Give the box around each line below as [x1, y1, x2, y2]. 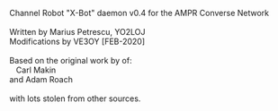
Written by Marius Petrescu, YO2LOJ [9, 27, 146, 37]
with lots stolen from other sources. [9, 93, 141, 104]
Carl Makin [15, 64, 57, 75]
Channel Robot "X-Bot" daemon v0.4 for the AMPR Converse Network [9, 8, 270, 18]
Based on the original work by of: [9, 55, 132, 65]
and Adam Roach [9, 74, 74, 84]
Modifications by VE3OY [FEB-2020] [9, 36, 146, 47]
